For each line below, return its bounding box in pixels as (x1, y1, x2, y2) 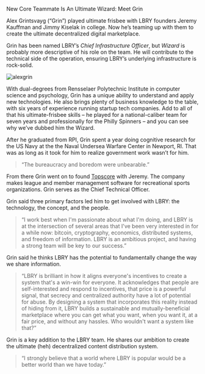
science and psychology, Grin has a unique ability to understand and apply (6, 92, 194, 99)
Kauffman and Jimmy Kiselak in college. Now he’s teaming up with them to (6, 24, 194, 31)
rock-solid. (6, 61, 34, 69)
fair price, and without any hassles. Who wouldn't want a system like (21, 318, 194, 325)
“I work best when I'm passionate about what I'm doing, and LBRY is (21, 216, 193, 223)
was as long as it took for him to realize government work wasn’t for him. (6, 149, 189, 156)
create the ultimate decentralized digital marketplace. (6, 30, 140, 37)
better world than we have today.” (21, 361, 107, 368)
